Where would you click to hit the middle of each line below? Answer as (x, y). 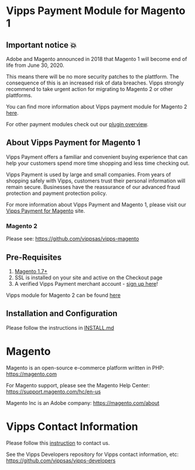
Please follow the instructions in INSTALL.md (60, 327)
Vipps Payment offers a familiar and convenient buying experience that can (97, 157)
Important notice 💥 (42, 45)
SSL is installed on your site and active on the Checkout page (88, 278)
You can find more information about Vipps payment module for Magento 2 (97, 106)
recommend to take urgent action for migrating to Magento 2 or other (90, 89)
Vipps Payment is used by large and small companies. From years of (89, 174)
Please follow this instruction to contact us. (58, 443)
